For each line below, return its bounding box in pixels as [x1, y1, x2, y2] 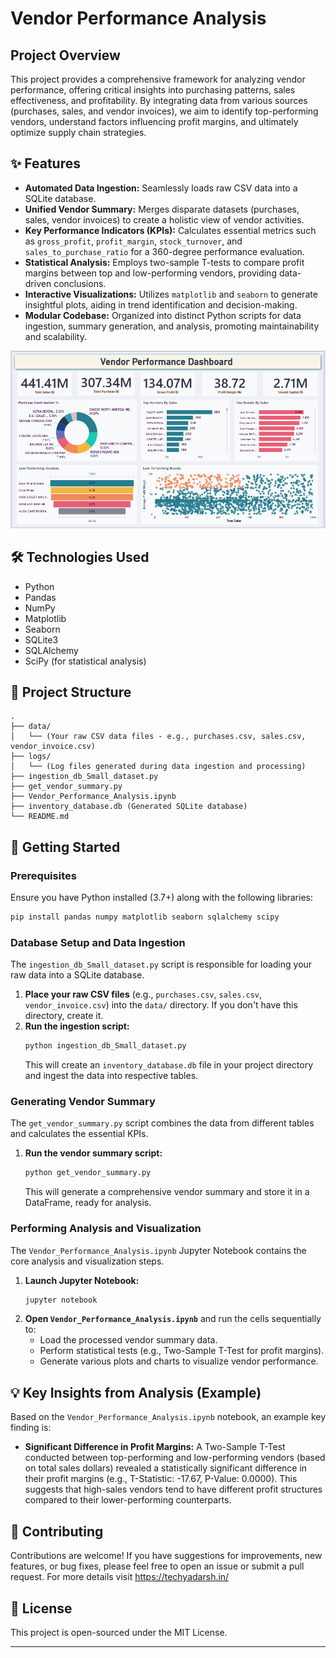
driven [24, 277, 52, 289]
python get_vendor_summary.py [24, 1168, 152, 1178]
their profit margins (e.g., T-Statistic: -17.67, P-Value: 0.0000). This [24, 1473, 298, 1485]
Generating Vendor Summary [10, 1095, 156, 1109]
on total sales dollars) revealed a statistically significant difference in [24, 1462, 308, 1474]
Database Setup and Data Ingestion [10, 935, 186, 949]
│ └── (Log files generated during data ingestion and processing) [10, 762, 307, 772]
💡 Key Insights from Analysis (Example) [10, 1384, 262, 1401]
